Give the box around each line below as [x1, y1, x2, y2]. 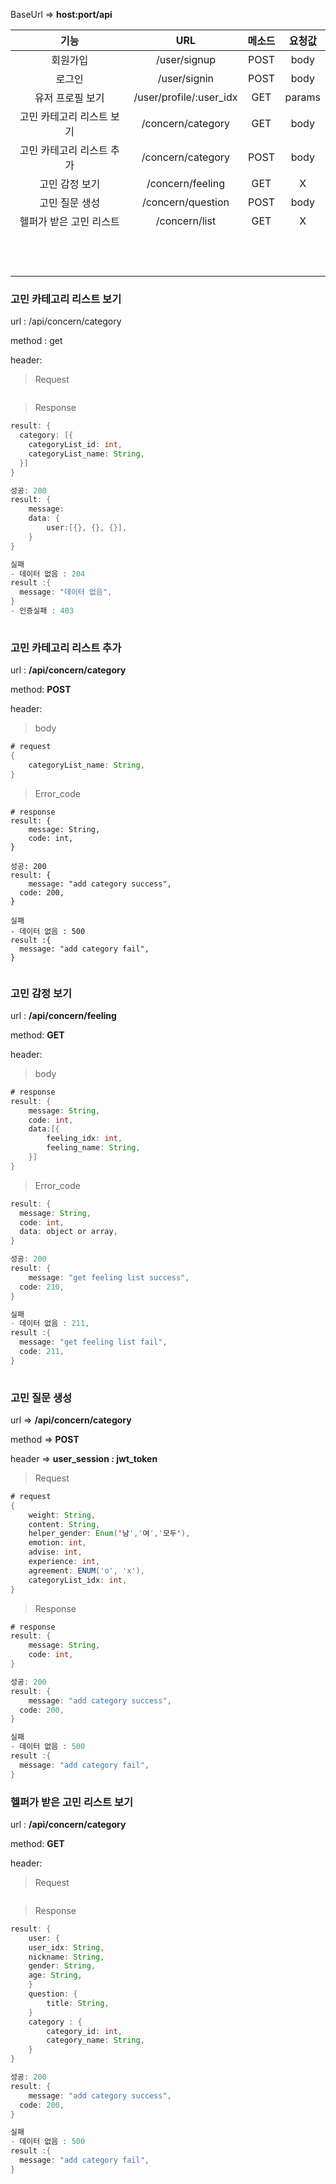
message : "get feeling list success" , [28, 1272, 190, 1283]
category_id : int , [46, 2026, 123, 2036]
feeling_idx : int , [46, 1134, 123, 1144]
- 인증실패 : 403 [10, 606, 75, 616]
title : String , [46, 1998, 110, 2008]
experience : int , [28, 1557, 101, 1567]
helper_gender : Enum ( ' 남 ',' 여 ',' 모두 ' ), [28, 1529, 191, 1539]
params [284, 90, 321, 104]
